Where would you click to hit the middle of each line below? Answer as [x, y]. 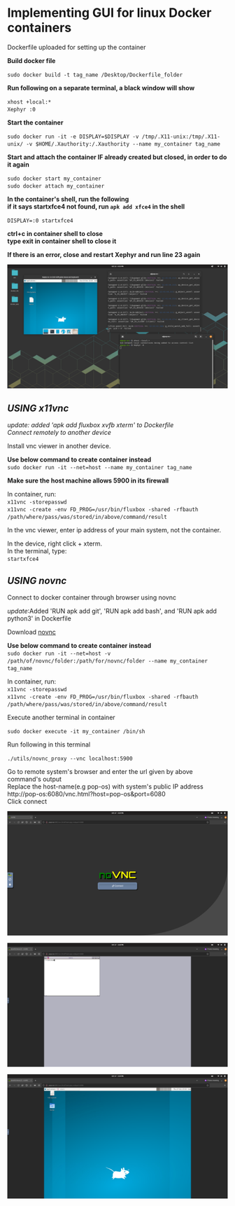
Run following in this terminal [49, 744]
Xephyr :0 [22, 109]
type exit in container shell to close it [62, 241]
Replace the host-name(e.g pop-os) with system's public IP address [106, 786]
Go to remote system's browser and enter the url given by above [100, 772]
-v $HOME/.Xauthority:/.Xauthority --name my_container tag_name [123, 144]
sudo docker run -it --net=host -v [59, 654]
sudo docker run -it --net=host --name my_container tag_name [100, 468]
